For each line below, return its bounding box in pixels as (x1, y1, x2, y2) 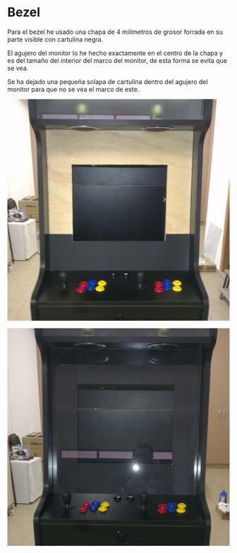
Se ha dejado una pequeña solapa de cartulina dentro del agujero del (7, 77, 208, 85)
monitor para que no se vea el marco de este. (7, 85, 140, 93)
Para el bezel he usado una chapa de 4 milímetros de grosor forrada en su (7, 28, 224, 36)
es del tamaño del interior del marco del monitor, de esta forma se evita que (7, 56, 228, 64)
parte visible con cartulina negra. (7, 35, 104, 43)
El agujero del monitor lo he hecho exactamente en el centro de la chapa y (7, 49, 224, 57)
